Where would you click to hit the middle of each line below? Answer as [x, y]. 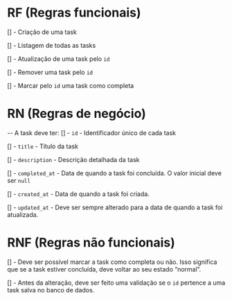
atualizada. [23, 214]
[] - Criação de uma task [42, 32]
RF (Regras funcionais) [74, 13]
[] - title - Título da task [43, 146]
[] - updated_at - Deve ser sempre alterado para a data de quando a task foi [115, 207]
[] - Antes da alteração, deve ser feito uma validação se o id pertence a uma [116, 283]
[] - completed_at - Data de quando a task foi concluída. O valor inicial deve [114, 173]
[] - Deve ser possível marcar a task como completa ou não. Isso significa [112, 262]
